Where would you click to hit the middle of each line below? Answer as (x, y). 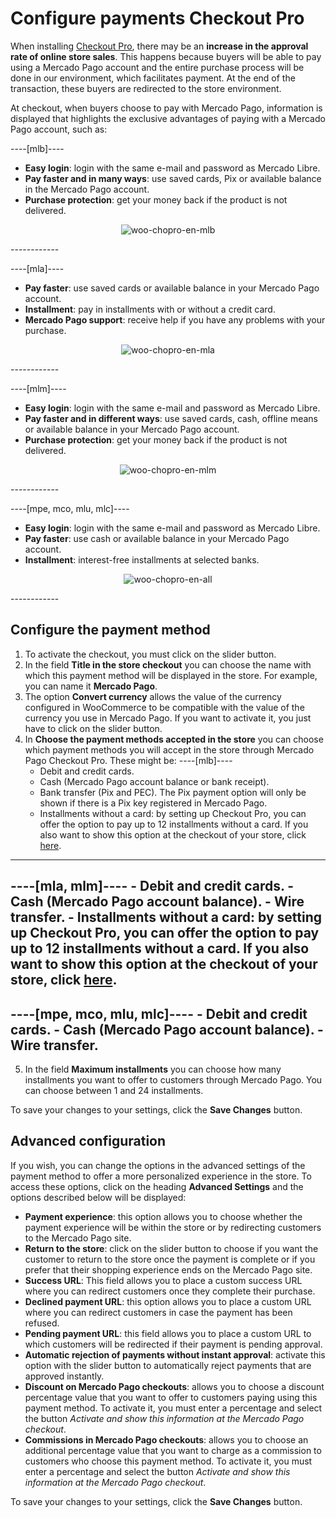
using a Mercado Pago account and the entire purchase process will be (157, 67)
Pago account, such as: (59, 129)
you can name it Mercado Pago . (91, 686)
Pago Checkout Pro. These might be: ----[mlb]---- (128, 760)
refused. (42, 1323)
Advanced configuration (88, 1141)
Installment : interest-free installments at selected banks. (142, 559)
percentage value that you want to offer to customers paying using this (171, 1397)
